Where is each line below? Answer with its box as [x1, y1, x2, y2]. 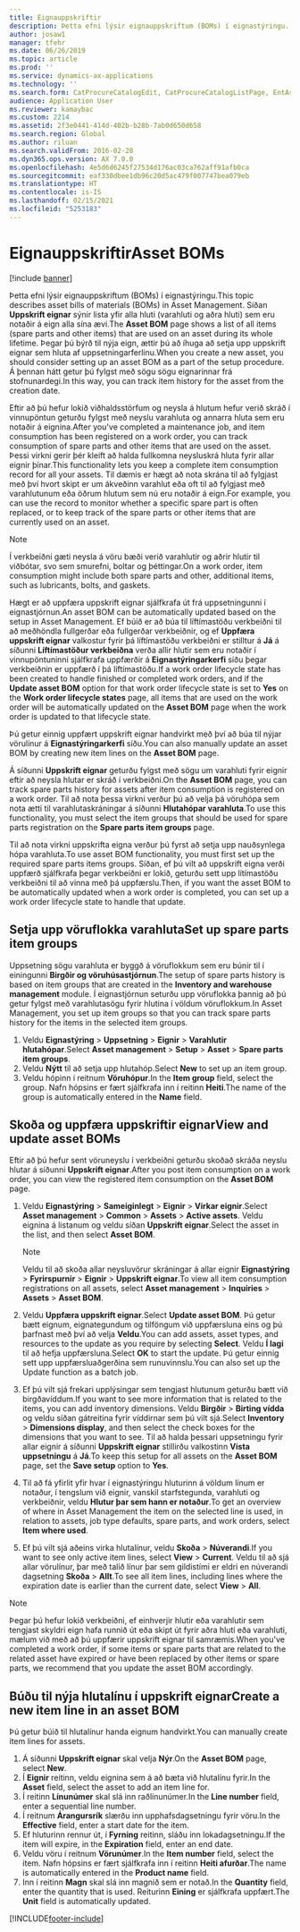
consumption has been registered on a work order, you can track [9, 430, 248, 441]
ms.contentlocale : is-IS [9, 188, 102, 197]
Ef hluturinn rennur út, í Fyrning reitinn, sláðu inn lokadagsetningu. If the [21, 1829, 286, 1840]
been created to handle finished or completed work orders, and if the [9, 673, 263, 684]
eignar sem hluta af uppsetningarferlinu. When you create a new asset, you [9, 346, 284, 358]
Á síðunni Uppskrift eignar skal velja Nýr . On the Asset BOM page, [21, 1753, 267, 1764]
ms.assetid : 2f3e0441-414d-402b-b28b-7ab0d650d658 [9, 122, 202, 131]
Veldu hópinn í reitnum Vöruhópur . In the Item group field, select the [21, 1072, 274, 1083]
